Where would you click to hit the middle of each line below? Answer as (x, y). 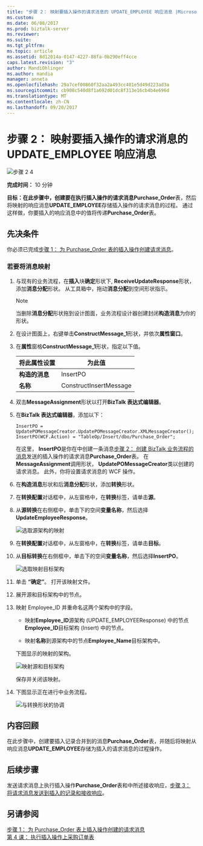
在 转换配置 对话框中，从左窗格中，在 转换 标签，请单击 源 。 (87, 497)
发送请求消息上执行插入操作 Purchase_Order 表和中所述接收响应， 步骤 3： (99, 786)
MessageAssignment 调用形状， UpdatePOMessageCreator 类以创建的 (105, 463)
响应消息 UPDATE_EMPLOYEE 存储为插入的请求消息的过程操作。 (86, 749)
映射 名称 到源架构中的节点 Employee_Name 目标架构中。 (94, 641)
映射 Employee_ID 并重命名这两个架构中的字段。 (76, 607)
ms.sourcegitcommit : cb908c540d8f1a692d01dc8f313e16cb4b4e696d (88, 91)
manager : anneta (27, 79)
